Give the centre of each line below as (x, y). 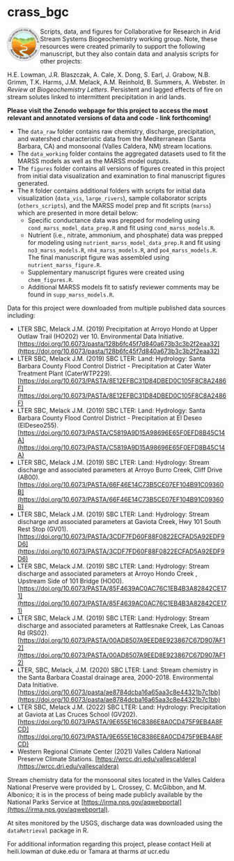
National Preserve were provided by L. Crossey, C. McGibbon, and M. (107, 787)
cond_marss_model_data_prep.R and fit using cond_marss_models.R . (122, 227)
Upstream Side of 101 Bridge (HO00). (70, 581)
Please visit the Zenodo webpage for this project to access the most (108, 110)
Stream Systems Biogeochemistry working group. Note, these (129, 38)
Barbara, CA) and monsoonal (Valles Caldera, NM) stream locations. (115, 146)
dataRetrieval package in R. (48, 830)
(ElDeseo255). (38, 425)
